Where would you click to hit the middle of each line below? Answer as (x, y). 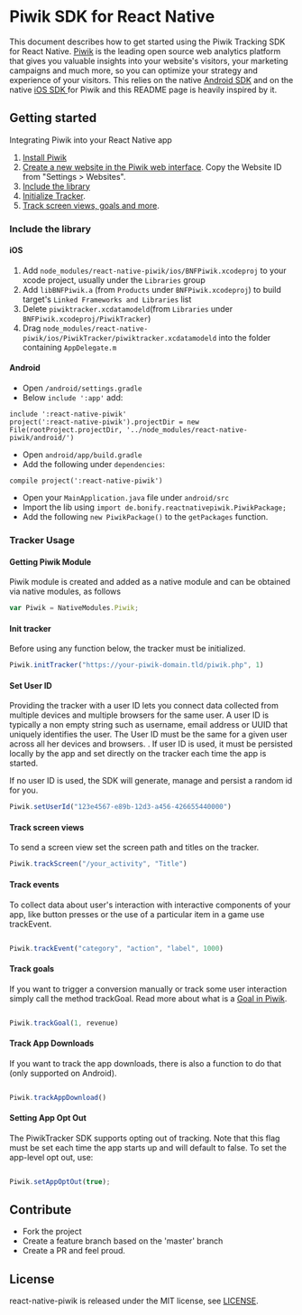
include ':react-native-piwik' (68, 414)
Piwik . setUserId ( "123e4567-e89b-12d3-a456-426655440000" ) (120, 807)
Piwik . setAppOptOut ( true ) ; (60, 1181)
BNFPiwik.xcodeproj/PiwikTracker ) (87, 318)
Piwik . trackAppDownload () (58, 1097)
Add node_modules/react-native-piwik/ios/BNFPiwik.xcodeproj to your (154, 270)
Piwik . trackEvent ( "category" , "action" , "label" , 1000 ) (116, 948)
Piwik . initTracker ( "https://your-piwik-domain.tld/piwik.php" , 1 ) (137, 665)
